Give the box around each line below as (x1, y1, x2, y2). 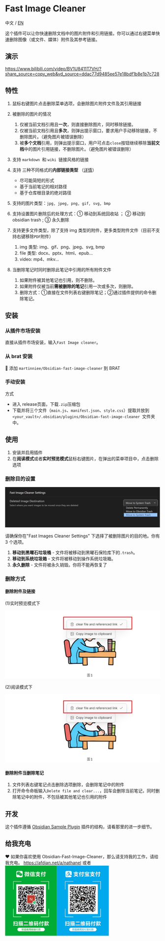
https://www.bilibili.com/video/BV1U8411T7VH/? (5, 65, 102, 71)
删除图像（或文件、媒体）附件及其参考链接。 (9, 36, 100, 42)
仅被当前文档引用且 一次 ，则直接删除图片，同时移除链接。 (19, 121, 136, 127)
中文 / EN (5, 20, 24, 26)
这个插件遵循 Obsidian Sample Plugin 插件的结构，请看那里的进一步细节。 (5, 823, 155, 830)
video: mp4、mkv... (19, 256, 59, 262)
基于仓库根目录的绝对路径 (19, 190, 72, 195)
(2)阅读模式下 (5, 684, 33, 690)
